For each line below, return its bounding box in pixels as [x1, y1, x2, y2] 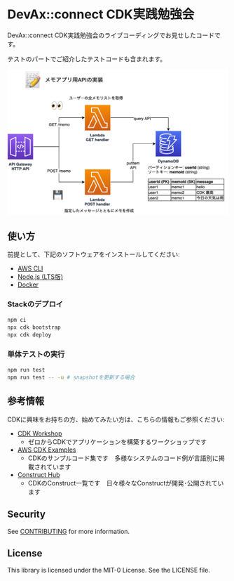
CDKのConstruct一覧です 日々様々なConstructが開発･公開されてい [27, 478, 224, 487]
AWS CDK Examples [17, 445, 76, 454]
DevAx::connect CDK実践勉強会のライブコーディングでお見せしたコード [7, 31, 215, 39]
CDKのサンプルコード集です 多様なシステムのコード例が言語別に [27, 454, 219, 462]
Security [7, 509, 46, 521]
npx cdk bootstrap [7, 324, 61, 331]
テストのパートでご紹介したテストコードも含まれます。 [7, 54, 167, 63]
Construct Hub [17, 470, 60, 478]
